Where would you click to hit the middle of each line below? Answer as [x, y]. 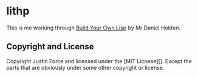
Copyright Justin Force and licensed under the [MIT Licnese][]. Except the [99, 61]
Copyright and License [50, 47]
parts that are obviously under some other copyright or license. [85, 67]
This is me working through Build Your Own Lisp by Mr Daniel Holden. [94, 28]
